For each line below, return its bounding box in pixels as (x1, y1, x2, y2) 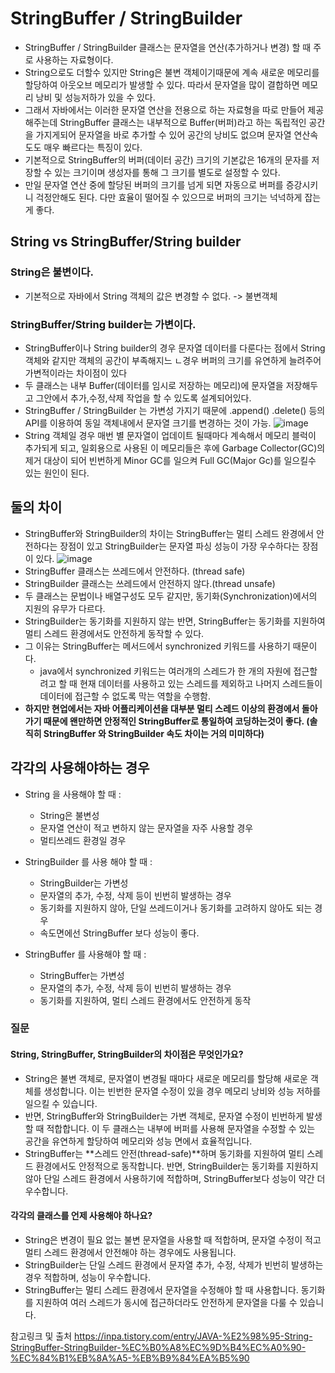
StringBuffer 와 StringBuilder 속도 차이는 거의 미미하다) (43, 727, 265, 739)
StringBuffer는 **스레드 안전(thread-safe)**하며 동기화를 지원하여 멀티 (24, 1147, 305, 1159)
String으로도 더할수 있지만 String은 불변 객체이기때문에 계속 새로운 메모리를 (24, 66, 320, 78)
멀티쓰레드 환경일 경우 (39, 834, 127, 846)
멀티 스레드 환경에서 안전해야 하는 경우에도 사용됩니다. (24, 1246, 237, 1258)
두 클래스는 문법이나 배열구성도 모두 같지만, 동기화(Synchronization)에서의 (24, 590, 318, 602)
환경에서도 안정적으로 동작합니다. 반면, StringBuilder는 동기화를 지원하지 (35, 1160, 319, 1172)
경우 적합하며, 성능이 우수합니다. (24, 1271, 151, 1283)
